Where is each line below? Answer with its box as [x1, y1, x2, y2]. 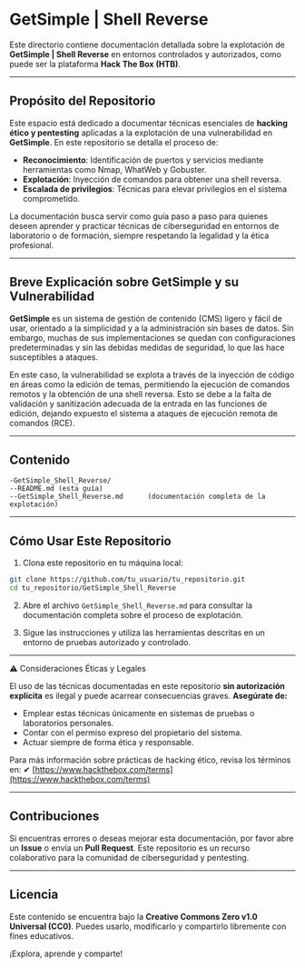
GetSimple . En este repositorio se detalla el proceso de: [9, 136, 219, 147]
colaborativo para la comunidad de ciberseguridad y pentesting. [9, 852, 250, 863]
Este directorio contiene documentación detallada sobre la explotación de [9, 39, 286, 50]
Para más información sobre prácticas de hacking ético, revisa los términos [9, 754, 291, 765]
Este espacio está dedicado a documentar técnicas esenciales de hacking [9, 117, 289, 128]
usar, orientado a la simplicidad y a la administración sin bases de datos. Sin [9, 323, 294, 334]
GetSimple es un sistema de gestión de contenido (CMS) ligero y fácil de [9, 313, 283, 324]
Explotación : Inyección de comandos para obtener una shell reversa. [22, 174, 281, 185]
